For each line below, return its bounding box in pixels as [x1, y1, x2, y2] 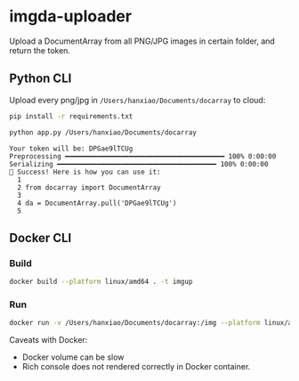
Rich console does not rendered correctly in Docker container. [21, 361, 251, 372]
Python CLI [9, 71, 72, 86]
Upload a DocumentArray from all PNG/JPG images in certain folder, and [9, 36, 276, 46]
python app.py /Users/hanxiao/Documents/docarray [9, 127, 198, 137]
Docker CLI [9, 230, 72, 246]
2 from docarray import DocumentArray [17, 182, 162, 192]
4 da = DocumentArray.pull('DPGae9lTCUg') [17, 199, 177, 207]
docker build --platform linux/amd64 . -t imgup [9, 278, 193, 287]
